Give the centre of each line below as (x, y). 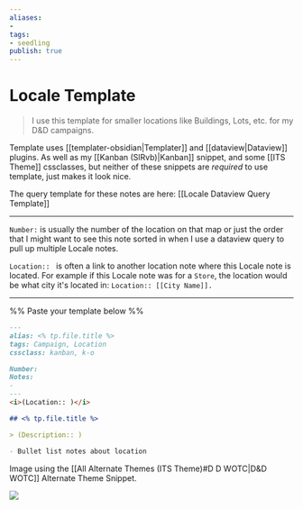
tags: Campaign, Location (58, 344)
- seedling (30, 43)
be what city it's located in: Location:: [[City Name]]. (111, 286)
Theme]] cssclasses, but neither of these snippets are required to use (139, 167)
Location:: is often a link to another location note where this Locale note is (150, 266)
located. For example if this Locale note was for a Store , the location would (148, 276)
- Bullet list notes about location (78, 451)
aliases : (26, 18)
